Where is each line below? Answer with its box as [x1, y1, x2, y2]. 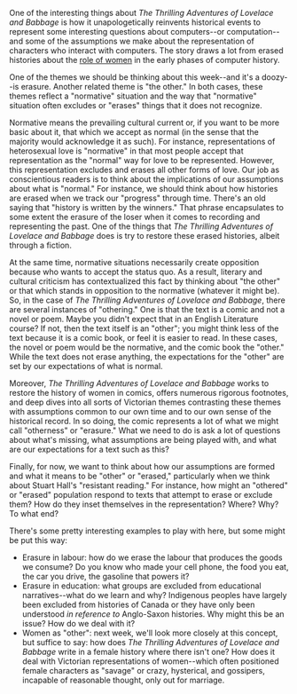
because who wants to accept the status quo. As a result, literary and [9, 266, 263, 277]
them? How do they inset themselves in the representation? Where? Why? [9, 499, 279, 509]
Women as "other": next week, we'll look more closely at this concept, [21, 627, 278, 638]
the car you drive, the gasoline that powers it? [21, 572, 190, 581]
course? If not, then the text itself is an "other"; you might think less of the [9, 323, 279, 334]
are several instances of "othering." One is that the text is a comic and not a [9, 304, 285, 314]
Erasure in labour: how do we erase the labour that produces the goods [21, 552, 283, 563]
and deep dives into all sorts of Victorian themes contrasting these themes [9, 397, 282, 407]
